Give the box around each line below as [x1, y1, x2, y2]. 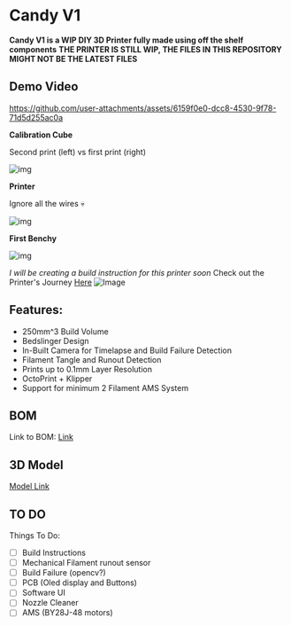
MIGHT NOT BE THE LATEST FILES [9, 53, 138, 64]
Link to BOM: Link [9, 432, 73, 442]
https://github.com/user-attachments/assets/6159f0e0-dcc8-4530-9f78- [9, 103, 277, 113]
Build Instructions [21, 547, 87, 558]
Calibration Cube [9, 129, 73, 140]
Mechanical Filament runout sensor [21, 558, 151, 568]
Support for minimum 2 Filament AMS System [21, 382, 188, 393]
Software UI [21, 587, 66, 599]
